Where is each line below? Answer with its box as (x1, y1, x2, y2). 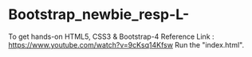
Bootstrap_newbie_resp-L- (8, 6, 190, 24)
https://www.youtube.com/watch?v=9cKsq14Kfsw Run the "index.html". (8, 40, 245, 49)
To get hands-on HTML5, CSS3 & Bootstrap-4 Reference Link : (8, 32, 215, 41)
